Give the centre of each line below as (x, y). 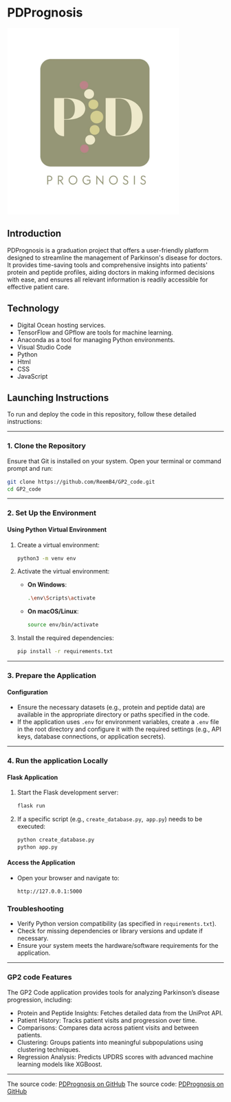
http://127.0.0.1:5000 (49, 892)
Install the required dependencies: (66, 638)
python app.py (37, 847)
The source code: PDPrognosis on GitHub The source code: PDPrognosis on (115, 1084)
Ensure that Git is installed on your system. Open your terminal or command (114, 461)
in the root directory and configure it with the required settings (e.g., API (119, 729)
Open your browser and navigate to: (68, 878)
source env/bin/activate (63, 625)
